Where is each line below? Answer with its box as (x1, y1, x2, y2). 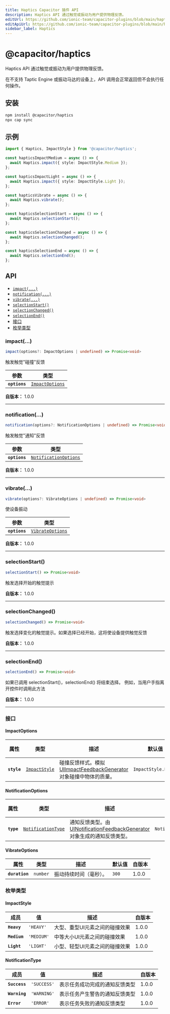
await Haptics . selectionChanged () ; (10, 234, 85, 240)
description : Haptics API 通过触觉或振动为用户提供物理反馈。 (5, 12, 126, 17)
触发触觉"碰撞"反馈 (5, 359, 46, 365)
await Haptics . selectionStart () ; (10, 216, 80, 221)
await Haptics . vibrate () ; (10, 197, 65, 203)
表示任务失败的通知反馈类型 (59, 1000, 125, 1007)
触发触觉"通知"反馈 (5, 432, 46, 439)
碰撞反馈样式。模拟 (59, 759, 105, 766)
